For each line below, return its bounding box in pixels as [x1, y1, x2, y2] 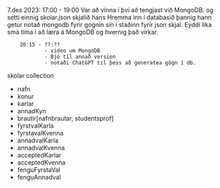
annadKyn [17, 107, 46, 115]
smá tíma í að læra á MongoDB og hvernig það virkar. [7, 28, 159, 36]
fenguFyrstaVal [17, 166, 61, 173]
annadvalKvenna [17, 144, 65, 151]
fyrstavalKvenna [17, 129, 64, 137]
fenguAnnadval [17, 173, 61, 181]
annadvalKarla [17, 136, 59, 144]
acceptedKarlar [17, 151, 62, 159]
